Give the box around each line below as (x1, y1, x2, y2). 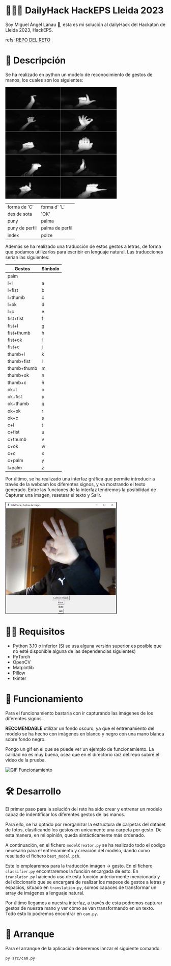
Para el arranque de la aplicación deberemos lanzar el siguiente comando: (5, 945, 161, 951)
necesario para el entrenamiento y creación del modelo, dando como (5, 847, 150, 853)
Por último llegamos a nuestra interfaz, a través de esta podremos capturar (5, 900, 163, 906)
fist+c (7, 344, 20, 350)
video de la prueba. (5, 757, 46, 763)
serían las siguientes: (5, 255, 50, 261)
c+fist (7, 429, 20, 435)
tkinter (12, 675, 26, 681)
